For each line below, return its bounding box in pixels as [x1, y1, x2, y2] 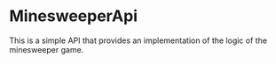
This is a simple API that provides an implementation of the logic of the [9, 35, 268, 46]
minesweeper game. [9, 44, 84, 54]
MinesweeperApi [9, 6, 138, 26]
